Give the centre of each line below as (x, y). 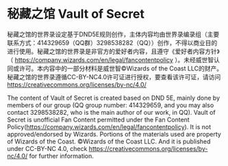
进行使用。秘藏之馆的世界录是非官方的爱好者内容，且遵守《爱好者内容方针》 (114, 51)
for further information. (62, 156)
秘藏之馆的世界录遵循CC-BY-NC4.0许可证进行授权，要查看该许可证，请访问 (114, 77)
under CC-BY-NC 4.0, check (47, 148)
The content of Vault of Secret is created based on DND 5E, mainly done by (114, 98)
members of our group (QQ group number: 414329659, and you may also (111, 105)
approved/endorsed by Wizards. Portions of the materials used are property (114, 134)
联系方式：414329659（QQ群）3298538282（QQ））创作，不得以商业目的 (112, 42)
